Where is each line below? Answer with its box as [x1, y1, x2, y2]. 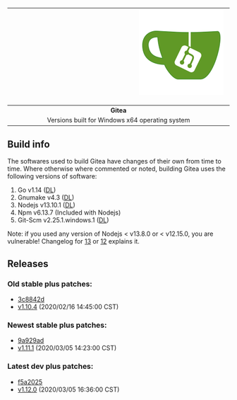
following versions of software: [7, 172, 97, 181]
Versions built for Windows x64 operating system [47, 116, 190, 124]
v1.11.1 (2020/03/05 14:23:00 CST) [17, 344, 117, 353]
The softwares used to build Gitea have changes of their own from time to [7, 157, 222, 166]
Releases [7, 258, 49, 270]
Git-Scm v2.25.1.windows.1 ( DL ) [17, 216, 109, 224]
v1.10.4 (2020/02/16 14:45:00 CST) [17, 302, 119, 311]
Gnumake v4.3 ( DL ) [17, 193, 75, 202]
